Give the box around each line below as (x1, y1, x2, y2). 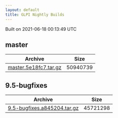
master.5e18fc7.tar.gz (8, 64, 62, 71)
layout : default (5, 7, 40, 13)
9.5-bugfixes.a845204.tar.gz (8, 104, 79, 111)
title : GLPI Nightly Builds (5, 12, 65, 17)
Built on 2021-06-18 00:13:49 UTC (5, 26, 77, 32)
